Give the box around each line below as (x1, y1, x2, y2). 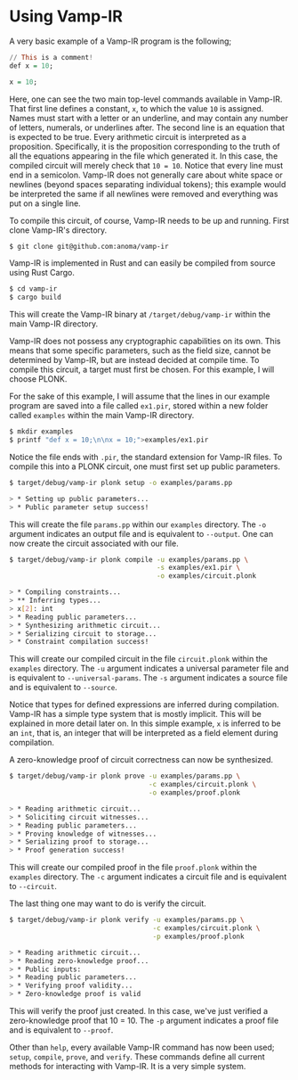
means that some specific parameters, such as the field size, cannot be (9, 345, 271, 356)
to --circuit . (9, 881, 58, 892)
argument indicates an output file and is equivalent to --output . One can (9, 528, 274, 539)
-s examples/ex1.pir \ (156, 564, 241, 573)
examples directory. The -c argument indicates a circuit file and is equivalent (9, 871, 287, 882)
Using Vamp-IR (9, 6, 123, 27)
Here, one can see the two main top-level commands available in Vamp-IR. (9, 94, 283, 104)
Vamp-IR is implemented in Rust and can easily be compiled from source (9, 258, 276, 268)
